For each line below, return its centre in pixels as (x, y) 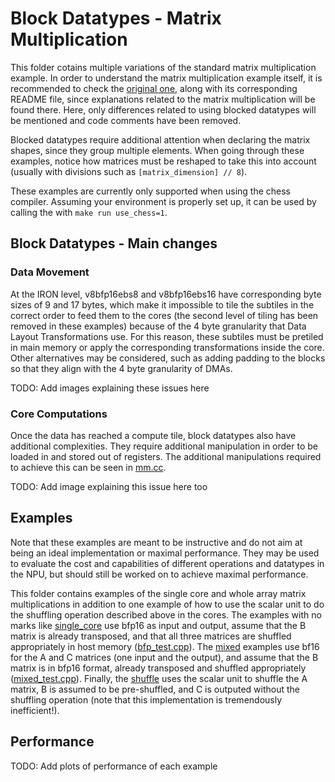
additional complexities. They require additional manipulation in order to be (164, 446)
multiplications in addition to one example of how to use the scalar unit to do (167, 604)
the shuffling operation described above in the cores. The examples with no (166, 614)
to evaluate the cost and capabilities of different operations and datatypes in (167, 563)
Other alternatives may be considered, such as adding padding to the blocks (168, 358)
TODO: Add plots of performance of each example (114, 766)
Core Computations (59, 414)
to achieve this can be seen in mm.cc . (88, 467)
